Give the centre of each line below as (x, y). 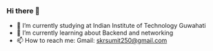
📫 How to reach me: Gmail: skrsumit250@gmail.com (92, 41)
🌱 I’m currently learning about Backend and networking (95, 33)
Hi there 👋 (23, 11)
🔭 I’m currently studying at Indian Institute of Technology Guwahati (111, 26)
